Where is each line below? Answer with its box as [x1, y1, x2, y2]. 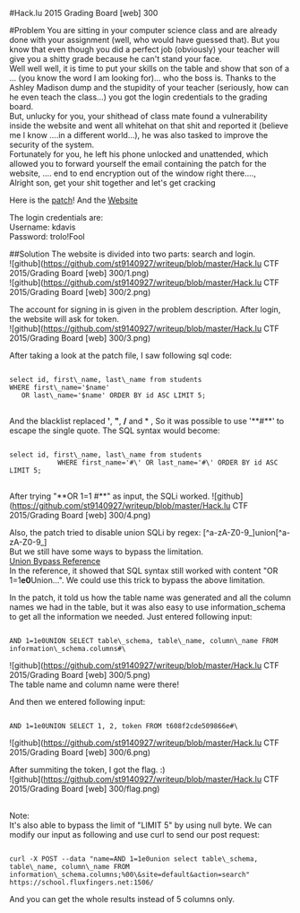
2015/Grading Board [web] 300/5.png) [9, 670, 150, 680]
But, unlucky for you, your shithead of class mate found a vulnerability [9, 111, 269, 121]
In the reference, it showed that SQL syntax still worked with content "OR [9, 565, 279, 576]
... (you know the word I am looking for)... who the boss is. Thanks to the [9, 73, 277, 83]
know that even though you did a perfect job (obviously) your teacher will [9, 44, 280, 55]
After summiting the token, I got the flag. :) [9, 764, 166, 775]
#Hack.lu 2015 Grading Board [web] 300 [9, 8, 159, 18]
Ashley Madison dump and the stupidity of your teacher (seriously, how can [9, 83, 289, 92]
